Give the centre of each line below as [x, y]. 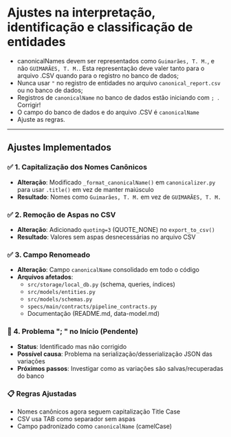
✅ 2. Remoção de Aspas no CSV [62, 215]
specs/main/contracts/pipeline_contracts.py [92, 307]
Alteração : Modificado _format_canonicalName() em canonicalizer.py [116, 182]
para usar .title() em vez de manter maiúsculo [86, 189]
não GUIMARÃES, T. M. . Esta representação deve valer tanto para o [111, 68]
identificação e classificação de [100, 27]
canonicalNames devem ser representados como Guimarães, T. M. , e [116, 61]
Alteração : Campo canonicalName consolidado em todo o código [108, 270]
